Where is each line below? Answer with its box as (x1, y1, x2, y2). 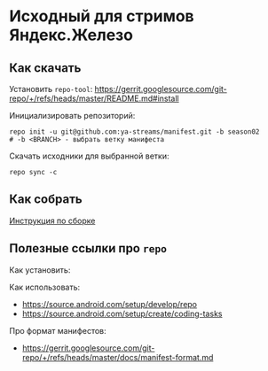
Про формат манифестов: (9, 325, 106, 336)
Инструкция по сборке (9, 215, 96, 226)
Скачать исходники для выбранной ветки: (9, 151, 169, 161)
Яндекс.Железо (9, 25, 134, 45)
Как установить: (9, 264, 71, 275)
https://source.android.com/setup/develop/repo (21, 298, 198, 309)
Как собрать (9, 192, 83, 207)
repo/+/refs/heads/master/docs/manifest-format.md (21, 352, 214, 362)
